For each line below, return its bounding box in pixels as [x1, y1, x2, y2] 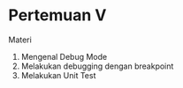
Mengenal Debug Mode [20, 51, 108, 62]
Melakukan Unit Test [20, 70, 96, 80]
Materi [8, 34, 32, 45]
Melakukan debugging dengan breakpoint [20, 61, 174, 71]
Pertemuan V [8, 5, 107, 26]
